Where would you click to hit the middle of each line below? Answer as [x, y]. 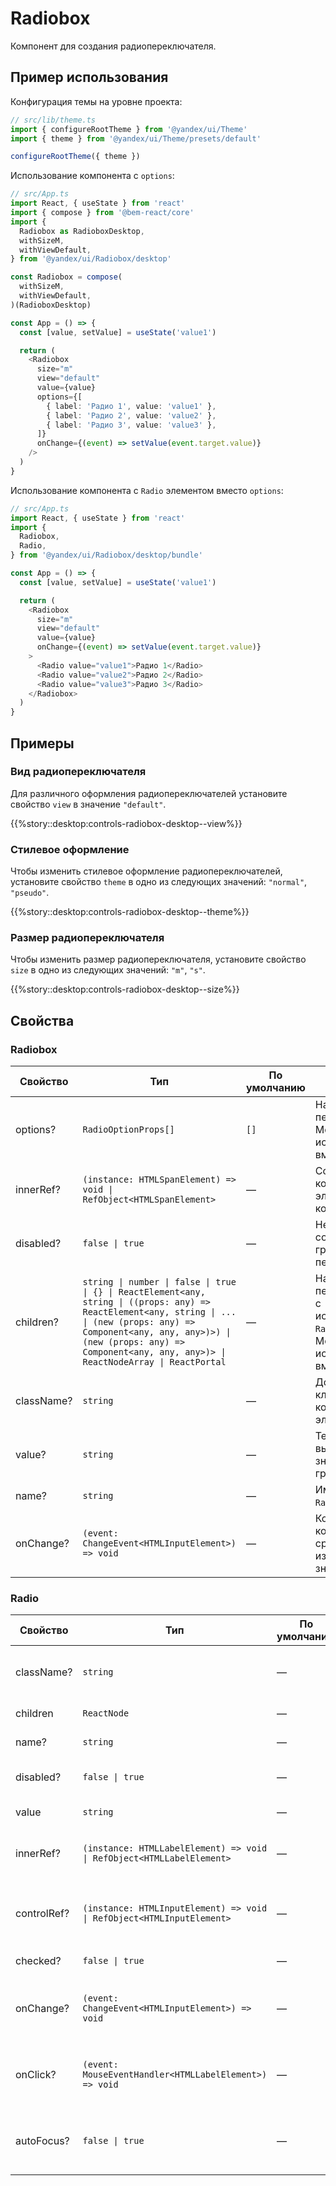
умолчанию [275, 1088]
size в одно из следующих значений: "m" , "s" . [108, 970]
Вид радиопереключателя [78, 772]
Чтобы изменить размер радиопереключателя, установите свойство [158, 959]
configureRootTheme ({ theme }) [75, 157]
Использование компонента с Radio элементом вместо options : [147, 490]
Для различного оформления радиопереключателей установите [149, 793]
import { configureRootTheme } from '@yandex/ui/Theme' [129, 129]
